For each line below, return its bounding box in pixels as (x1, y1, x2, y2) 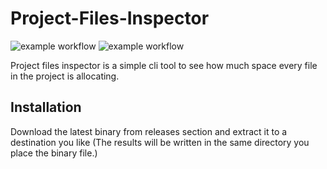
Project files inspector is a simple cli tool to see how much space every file (10, 59, 318, 71)
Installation (10, 99, 82, 116)
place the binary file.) (10, 147, 98, 159)
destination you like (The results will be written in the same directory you (10, 136, 310, 148)
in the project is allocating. (10, 70, 120, 82)
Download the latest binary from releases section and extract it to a (10, 125, 288, 137)
